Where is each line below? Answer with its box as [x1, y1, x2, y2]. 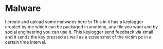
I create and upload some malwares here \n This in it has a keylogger [5, 19, 144, 24]
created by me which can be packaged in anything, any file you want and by [5, 24, 158, 29]
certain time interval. [5, 39, 46, 45]
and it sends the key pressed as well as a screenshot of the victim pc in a [5, 34, 152, 40]
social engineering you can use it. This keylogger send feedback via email [5, 29, 153, 35]
